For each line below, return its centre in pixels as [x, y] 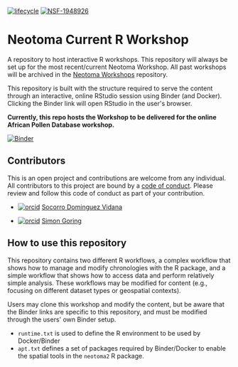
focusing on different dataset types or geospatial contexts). [94, 290]
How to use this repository [67, 243]
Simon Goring [61, 220]
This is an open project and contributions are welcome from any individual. [117, 178]
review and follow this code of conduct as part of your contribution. [106, 193]
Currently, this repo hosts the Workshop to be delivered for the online [112, 117]
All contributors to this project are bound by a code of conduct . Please [110, 186]
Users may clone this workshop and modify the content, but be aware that [116, 304]
